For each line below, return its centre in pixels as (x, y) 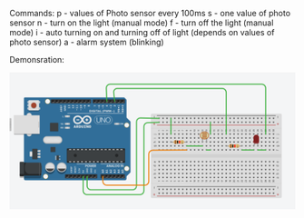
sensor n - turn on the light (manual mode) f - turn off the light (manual (142, 23)
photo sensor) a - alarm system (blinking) (87, 42)
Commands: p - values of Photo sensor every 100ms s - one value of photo (150, 13)
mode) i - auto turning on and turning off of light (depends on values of (142, 32)
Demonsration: (37, 59)
